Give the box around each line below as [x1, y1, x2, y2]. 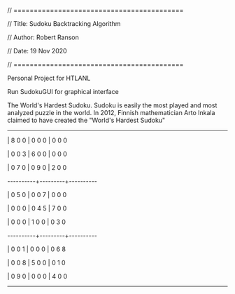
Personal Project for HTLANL [7, 74, 91, 82]
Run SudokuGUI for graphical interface [7, 88, 119, 95]
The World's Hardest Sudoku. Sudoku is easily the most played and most [7, 101, 218, 109]
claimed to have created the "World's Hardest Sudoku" [7, 116, 166, 124]
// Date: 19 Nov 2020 [7, 47, 68, 55]
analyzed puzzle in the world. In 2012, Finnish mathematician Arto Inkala [7, 109, 215, 116]
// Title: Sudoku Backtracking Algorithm [7, 20, 121, 27]
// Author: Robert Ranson [7, 33, 79, 41]
